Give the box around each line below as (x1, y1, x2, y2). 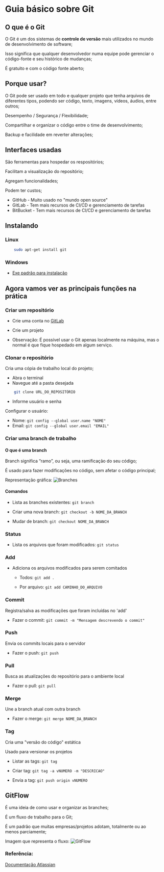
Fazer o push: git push (12, 650, 59, 656)
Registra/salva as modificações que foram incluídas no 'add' (5, 608, 127, 613)
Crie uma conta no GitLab (12, 318, 64, 324)
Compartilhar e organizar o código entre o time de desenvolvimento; (5, 122, 143, 128)
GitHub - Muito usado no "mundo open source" (12, 197, 108, 203)
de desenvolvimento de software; (5, 41, 72, 47)
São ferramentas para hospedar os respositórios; (5, 159, 104, 165)
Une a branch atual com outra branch (5, 706, 81, 712)
